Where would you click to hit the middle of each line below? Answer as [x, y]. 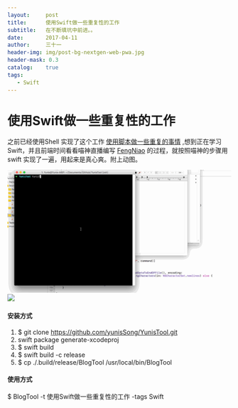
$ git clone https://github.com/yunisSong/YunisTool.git [97, 332]
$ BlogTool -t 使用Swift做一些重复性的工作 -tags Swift [86, 396]
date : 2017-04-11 [43, 38]
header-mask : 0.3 [33, 60]
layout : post [33, 15]
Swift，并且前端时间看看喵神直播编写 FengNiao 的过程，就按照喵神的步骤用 [118, 151]
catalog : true [33, 68]
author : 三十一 [34, 45]
